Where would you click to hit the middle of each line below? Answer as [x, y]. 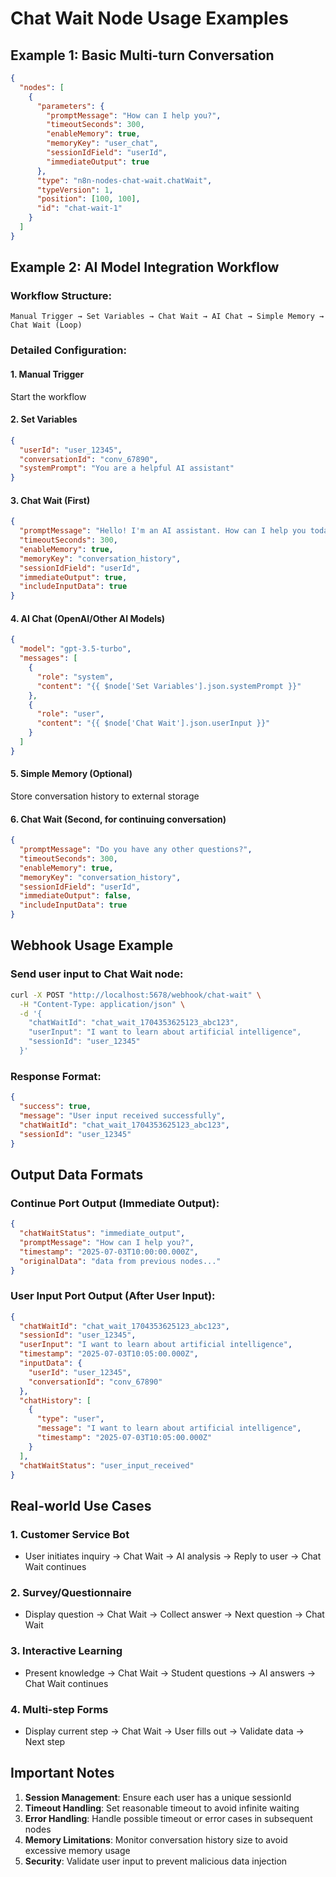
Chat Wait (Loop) [46, 325]
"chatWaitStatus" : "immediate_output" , [102, 1233]
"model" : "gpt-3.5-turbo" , [75, 649]
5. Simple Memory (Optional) [71, 774]
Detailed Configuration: [68, 350]
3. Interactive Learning [66, 1651]
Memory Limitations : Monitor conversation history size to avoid [156, 1839]
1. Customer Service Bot [70, 1534]
